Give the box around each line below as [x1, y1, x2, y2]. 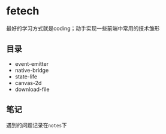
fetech [6, 4, 40, 18]
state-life [14, 73, 38, 80]
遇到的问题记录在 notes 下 [6, 121, 67, 129]
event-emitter [14, 60, 49, 67]
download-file [14, 86, 50, 93]
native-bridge [14, 66, 49, 74]
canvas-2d [14, 79, 42, 86]
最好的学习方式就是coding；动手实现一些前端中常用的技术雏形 [6, 25, 160, 32]
